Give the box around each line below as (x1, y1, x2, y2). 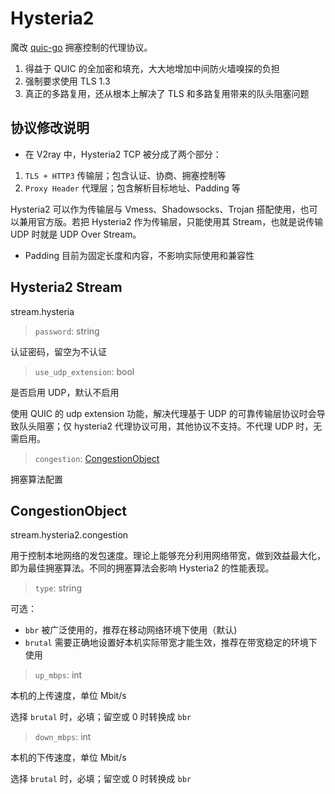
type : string (34, 582, 83, 594)
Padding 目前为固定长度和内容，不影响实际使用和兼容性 (24, 249, 255, 261)
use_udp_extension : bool (34, 365, 135, 377)
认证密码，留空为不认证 (10, 345, 107, 357)
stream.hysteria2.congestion (10, 529, 129, 541)
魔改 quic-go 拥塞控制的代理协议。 (10, 41, 153, 53)
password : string (34, 325, 100, 337)
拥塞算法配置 (10, 473, 63, 485)
